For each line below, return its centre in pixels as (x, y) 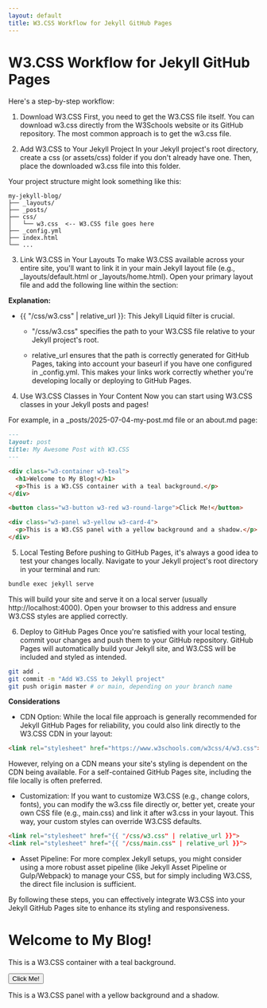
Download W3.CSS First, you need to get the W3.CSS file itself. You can (137, 117)
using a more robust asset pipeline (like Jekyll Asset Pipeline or (123, 867)
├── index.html (33, 238)
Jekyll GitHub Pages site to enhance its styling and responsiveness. (119, 908)
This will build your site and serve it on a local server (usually (108, 599)
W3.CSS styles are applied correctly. (68, 616)
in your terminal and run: (60, 569)
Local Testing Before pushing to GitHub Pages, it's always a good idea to (139, 552)
